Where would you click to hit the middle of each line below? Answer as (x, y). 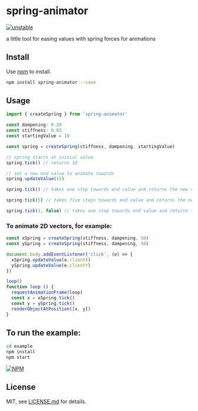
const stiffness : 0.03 (34, 131)
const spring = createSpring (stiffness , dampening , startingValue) (91, 146)
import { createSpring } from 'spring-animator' (67, 114)
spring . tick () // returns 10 (42, 163)
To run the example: (44, 333)
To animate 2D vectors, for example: (59, 226)
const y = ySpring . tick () (43, 303)
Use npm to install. (29, 71)
